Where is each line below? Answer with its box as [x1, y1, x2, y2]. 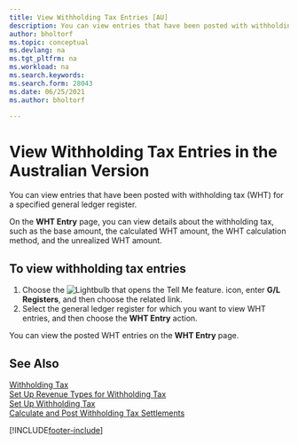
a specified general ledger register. [9, 199, 137, 210]
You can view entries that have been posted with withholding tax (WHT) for [9, 190, 284, 201]
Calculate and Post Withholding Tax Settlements [9, 408, 185, 418]
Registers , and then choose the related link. [21, 294, 184, 305]
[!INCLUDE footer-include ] [9, 424, 104, 435]
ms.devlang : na [9, 46, 66, 55]
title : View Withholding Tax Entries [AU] [9, 12, 169, 22]
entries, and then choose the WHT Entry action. [21, 313, 198, 324]
